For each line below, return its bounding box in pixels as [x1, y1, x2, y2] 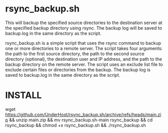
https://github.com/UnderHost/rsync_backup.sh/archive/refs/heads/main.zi [5, 111, 161, 117]
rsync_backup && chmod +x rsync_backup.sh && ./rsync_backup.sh [5, 122, 146, 128]
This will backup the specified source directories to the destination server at [5, 20, 162, 26]
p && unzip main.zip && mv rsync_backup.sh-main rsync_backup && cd [5, 116, 153, 123]
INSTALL [5, 90, 42, 101]
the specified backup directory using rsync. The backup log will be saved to [5, 25, 162, 31]
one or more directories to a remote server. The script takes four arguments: [5, 45, 163, 51]
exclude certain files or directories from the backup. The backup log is [5, 66, 151, 73]
